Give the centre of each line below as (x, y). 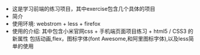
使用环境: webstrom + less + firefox (56, 24)
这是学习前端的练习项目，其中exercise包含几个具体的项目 (84, 9)
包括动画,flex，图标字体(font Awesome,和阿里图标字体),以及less (109, 39)
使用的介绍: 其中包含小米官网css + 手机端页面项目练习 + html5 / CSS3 (99, 31)
